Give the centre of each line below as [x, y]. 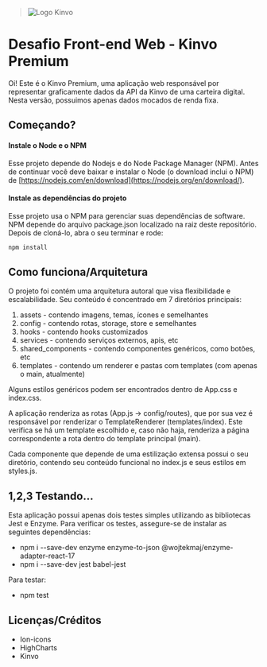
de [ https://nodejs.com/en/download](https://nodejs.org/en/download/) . [126, 180]
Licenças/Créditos [55, 620]
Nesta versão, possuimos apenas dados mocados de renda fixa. [113, 100]
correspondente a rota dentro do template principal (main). [104, 439]
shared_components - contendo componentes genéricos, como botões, [137, 349]
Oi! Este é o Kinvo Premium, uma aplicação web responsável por [114, 83]
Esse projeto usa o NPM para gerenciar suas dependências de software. [127, 215]
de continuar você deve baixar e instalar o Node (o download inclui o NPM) [131, 172]
